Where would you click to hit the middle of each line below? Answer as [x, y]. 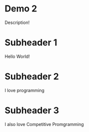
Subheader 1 [31, 43]
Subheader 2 [32, 76]
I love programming [25, 90]
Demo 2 [21, 9]
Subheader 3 [32, 111]
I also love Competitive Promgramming [44, 124]
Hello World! [17, 56]
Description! [17, 22]
